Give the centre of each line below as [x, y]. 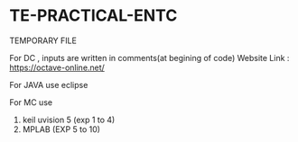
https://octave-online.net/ [57, 67]
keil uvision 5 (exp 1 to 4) [69, 120]
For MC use [31, 102]
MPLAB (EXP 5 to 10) [61, 129]
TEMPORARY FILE [43, 40]
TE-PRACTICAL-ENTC [93, 16]
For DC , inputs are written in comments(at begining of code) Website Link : [149, 58]
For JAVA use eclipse [49, 84]
